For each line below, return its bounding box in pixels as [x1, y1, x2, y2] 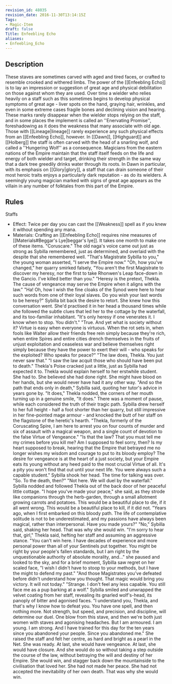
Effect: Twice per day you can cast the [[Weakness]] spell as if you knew [12, 221, 167, 227]
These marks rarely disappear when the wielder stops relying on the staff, [5, 111, 161, 118]
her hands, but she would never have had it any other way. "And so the [12, 379, 162, 386]
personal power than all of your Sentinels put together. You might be [12, 543, 157, 549]
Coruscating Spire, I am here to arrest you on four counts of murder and [12, 423, 165, 429]
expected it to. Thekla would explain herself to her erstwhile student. [12, 368, 158, 375]
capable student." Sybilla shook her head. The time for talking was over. [12, 472, 165, 478]
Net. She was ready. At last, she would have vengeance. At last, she [12, 641, 156, 648]
